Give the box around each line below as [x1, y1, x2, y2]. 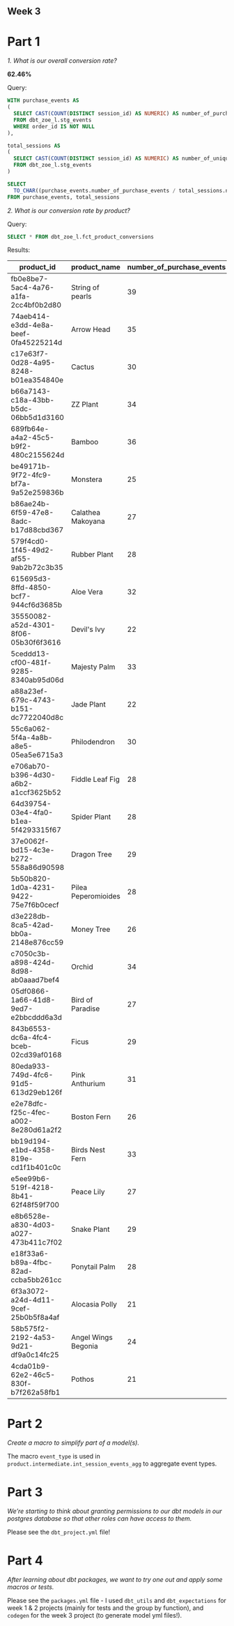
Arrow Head [70, 324, 111, 334]
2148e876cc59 [10, 938, 64, 947]
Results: [7, 246, 31, 254]
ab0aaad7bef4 [10, 975, 60, 985]
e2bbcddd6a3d [10, 1013, 63, 1023]
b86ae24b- [10, 499, 50, 509]
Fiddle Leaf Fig [70, 774, 120, 784]
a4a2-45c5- [10, 432, 54, 442]
